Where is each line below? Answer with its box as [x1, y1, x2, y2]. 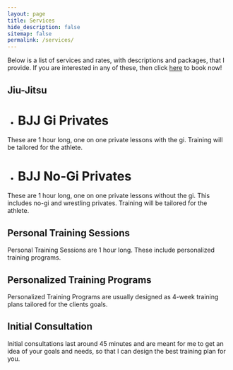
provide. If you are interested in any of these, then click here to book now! [7, 64, 222, 72]
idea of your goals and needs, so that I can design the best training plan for [7, 347, 226, 355]
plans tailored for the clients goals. [7, 300, 108, 308]
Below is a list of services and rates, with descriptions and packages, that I [7, 56, 225, 64]
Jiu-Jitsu [7, 84, 47, 96]
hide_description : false [7, 23, 80, 30]
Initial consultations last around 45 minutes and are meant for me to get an [7, 339, 224, 347]
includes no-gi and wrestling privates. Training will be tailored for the [7, 199, 208, 207]
